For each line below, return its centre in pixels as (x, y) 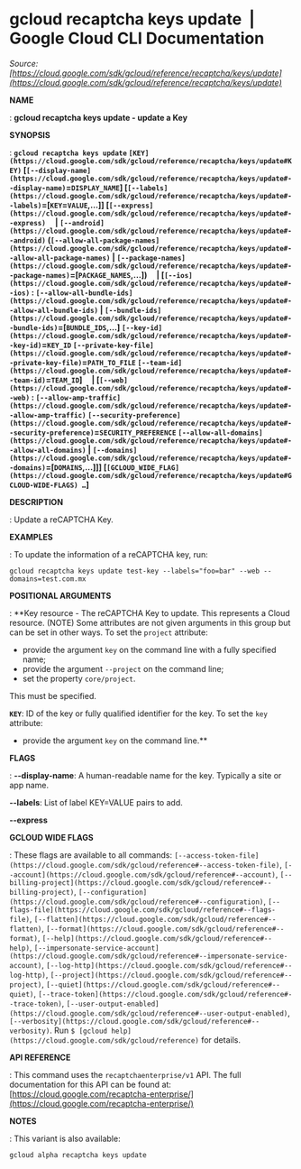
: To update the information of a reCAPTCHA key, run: (109, 554)
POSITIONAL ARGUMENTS (60, 595)
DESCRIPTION (36, 502)
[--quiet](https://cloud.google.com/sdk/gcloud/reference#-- (164, 985)
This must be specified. (53, 695)
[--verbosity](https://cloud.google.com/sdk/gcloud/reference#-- (134, 1021)
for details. (221, 1040)
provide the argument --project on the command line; (123, 668)
